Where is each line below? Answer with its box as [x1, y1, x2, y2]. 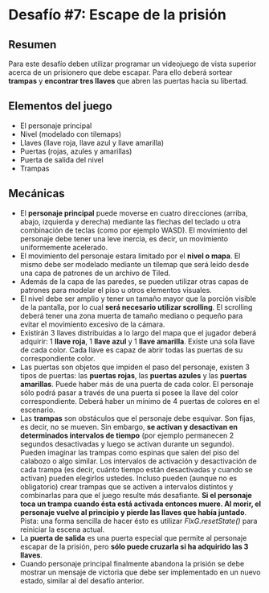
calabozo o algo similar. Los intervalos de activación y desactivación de [19, 456, 257, 466]
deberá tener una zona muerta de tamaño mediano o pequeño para [19, 311, 243, 320]
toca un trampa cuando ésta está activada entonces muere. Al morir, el [19, 499, 262, 509]
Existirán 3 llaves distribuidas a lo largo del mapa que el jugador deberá [19, 327, 257, 337]
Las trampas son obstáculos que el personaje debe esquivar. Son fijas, [19, 413, 255, 423]
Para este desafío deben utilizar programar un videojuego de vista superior [8, 59, 257, 68]
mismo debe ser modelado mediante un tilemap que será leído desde [19, 259, 250, 269]
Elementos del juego [8, 99, 112, 113]
